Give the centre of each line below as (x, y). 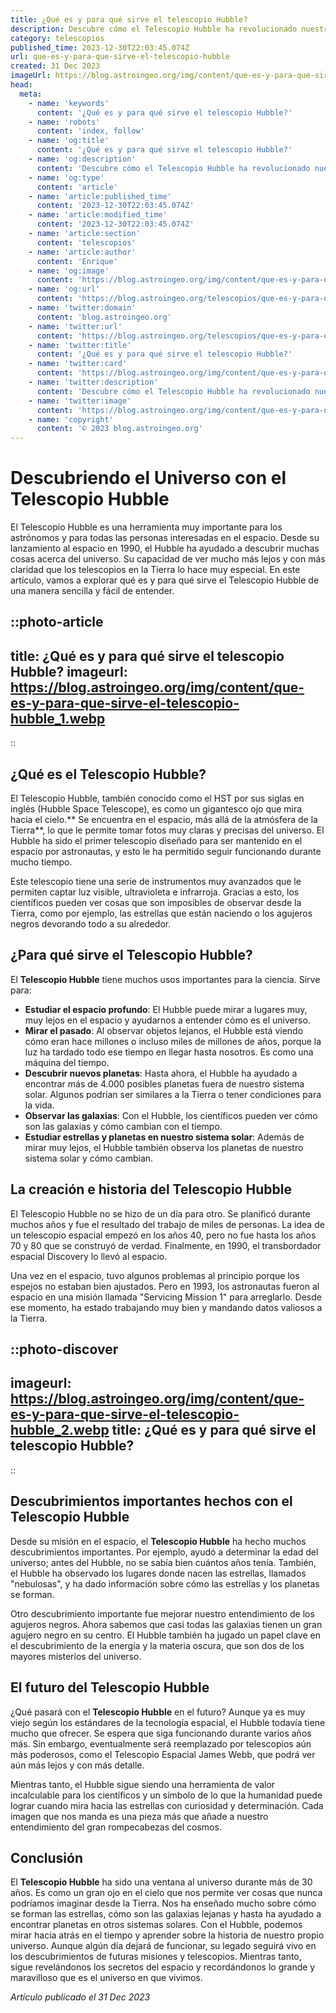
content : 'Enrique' (77, 261)
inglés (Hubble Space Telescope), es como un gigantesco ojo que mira (156, 809)
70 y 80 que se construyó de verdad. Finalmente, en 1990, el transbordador (166, 1245)
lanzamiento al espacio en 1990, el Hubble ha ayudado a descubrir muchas (165, 548)
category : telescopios (57, 38)
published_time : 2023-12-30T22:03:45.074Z (100, 47)
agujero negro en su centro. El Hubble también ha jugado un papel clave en (165, 1635)
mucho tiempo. (41, 862)
